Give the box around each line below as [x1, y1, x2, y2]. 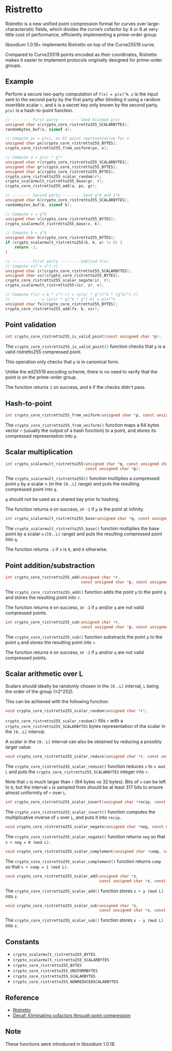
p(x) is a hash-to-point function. [5, 107, 74, 114]
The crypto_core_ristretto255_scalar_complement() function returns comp [5, 858, 161, 864]
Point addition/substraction [5, 561, 95, 570]
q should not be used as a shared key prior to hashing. [5, 496, 120, 502]
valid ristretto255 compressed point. [5, 349, 82, 355]
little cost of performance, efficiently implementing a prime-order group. [5, 31, 158, 37]
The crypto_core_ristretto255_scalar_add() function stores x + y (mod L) [5, 888, 164, 894]
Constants [5, 937, 39, 946]
